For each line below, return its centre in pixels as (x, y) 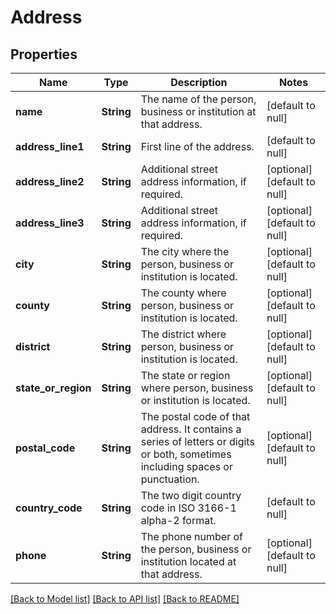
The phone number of (191, 536)
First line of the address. (197, 146)
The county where (183, 293)
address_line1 (50, 146)
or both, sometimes (186, 454)
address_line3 (50, 223)
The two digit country (191, 495)
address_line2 (50, 181)
